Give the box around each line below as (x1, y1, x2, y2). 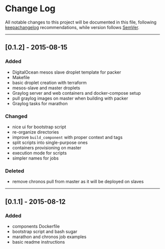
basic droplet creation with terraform (12, 80, 87, 85)
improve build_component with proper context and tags (12, 134, 123, 140)
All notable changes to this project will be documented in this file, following (5, 19, 157, 25)
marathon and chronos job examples (12, 234, 87, 240)
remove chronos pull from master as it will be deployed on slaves (12, 179, 144, 185)
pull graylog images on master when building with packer (12, 95, 129, 101)
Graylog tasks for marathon (12, 100, 68, 106)
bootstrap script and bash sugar (12, 228, 78, 234)
